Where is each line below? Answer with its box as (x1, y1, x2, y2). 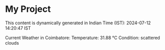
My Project (5, 3, 51, 15)
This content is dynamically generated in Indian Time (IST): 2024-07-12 (5, 20, 151, 26)
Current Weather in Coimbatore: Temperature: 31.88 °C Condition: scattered (5, 35, 160, 41)
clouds (5, 40, 19, 46)
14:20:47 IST (5, 25, 31, 31)
